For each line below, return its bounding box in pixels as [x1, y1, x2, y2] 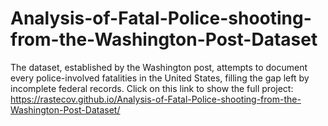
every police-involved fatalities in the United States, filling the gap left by [10, 72, 310, 84]
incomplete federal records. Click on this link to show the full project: [10, 82, 294, 94]
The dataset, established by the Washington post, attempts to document [10, 61, 308, 73]
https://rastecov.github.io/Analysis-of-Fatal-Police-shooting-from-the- [10, 93, 302, 105]
